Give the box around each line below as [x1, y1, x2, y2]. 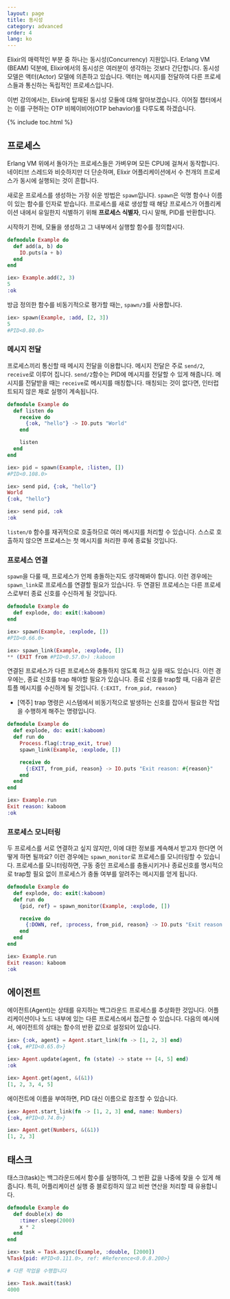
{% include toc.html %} [7, 118, 73, 126]
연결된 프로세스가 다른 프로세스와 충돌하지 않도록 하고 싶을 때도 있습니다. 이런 [7, 667, 214, 675]
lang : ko [7, 36, 32, 43]
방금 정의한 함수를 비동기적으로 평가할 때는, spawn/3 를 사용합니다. [7, 300, 183, 309]
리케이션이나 [7, 1014, 41, 1023]
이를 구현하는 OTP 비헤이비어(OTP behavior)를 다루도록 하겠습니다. [14, 104, 196, 113]
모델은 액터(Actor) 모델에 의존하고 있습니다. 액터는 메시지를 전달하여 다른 [7, 73, 203, 81]
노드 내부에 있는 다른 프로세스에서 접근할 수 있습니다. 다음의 [42, 1014, 201, 1023]
